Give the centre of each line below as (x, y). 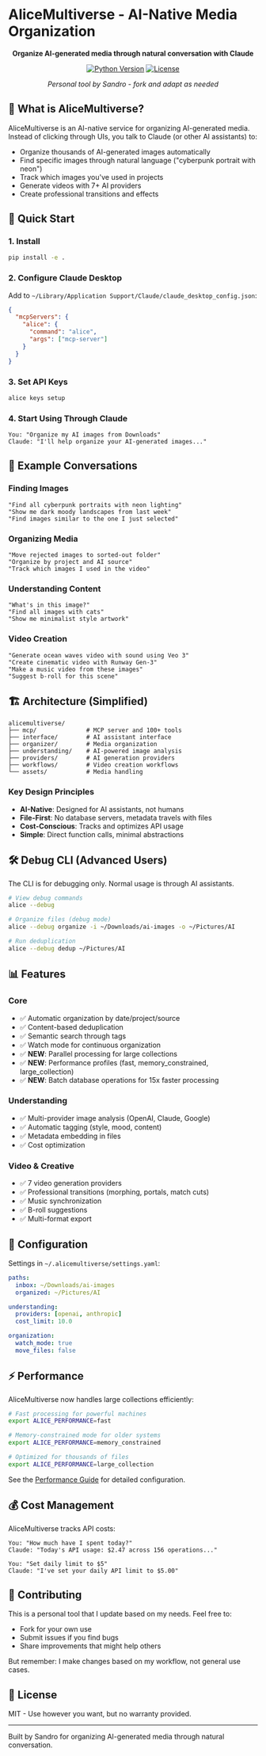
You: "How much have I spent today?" (70, 1543)
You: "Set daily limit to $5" (58, 1564)
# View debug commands (46, 898)
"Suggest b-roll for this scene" (63, 676)
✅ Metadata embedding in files (70, 1136)
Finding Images (38, 489)
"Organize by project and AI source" (70, 562)
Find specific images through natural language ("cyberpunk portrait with (137, 160)
